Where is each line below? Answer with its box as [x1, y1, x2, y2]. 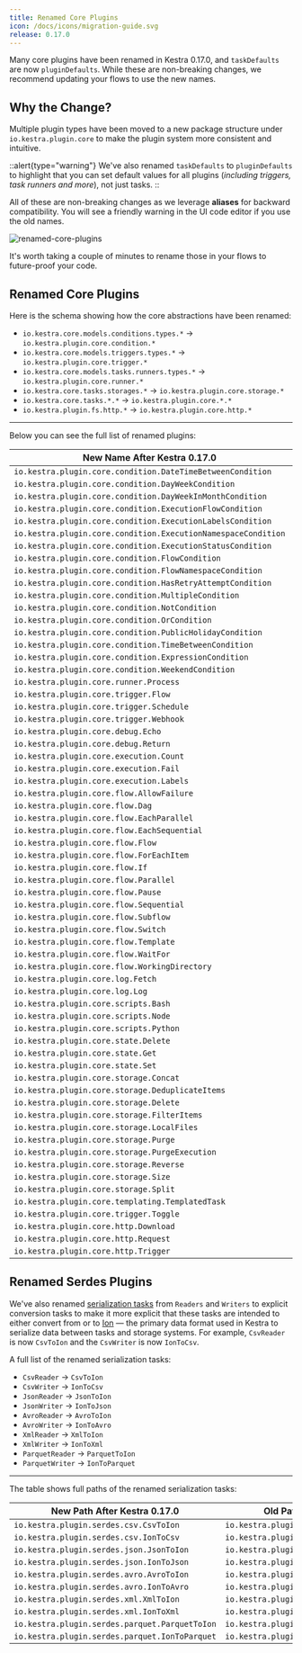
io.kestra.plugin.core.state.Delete [13, 1036, 171, 1046]
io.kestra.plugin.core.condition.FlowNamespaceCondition [13, 566, 262, 576]
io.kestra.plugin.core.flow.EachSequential [13, 825, 203, 835]
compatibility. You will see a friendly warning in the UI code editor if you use [9, 206, 291, 217]
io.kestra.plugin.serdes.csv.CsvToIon [13, 1520, 180, 1530]
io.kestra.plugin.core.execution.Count [13, 751, 184, 761]
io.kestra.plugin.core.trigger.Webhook [13, 714, 184, 724]
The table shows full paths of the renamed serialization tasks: [9, 1483, 237, 1494]
